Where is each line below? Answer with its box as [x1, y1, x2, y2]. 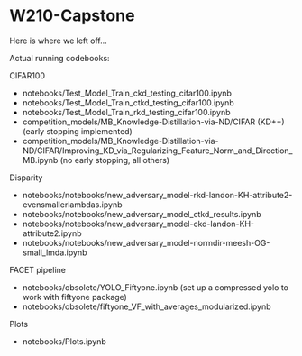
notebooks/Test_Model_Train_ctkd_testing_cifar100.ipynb [22, 96, 234, 108]
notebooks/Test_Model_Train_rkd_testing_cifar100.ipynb [22, 106, 232, 117]
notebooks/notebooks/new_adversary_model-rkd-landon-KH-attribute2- [22, 189, 293, 200]
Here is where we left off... [9, 35, 108, 46]
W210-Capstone [9, 5, 135, 26]
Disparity [9, 172, 43, 183]
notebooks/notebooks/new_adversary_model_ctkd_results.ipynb [22, 208, 261, 219]
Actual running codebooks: [9, 52, 110, 63]
